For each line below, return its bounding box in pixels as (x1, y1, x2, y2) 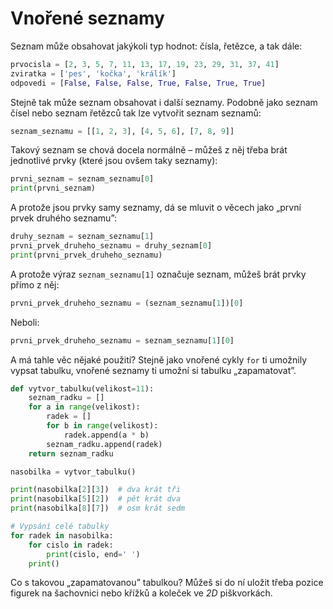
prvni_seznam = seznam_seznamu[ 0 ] (10, 174, 155, 184)
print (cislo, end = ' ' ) (46, 549, 141, 559)
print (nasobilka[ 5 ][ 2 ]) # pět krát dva (10, 494, 182, 504)
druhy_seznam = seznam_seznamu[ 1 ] (10, 232, 155, 242)
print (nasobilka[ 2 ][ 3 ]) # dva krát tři (10, 485, 182, 495)
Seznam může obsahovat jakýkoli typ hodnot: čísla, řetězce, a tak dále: (10, 40, 303, 52)
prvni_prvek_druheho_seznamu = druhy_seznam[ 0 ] (10, 241, 213, 251)
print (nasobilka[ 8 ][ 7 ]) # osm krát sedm (10, 503, 186, 514)
